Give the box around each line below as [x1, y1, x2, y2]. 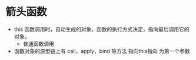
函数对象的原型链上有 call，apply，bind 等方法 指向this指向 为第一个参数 [14, 47, 191, 54]
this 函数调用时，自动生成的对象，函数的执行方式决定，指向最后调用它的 [14, 26, 190, 33]
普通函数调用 [22, 40, 54, 47]
